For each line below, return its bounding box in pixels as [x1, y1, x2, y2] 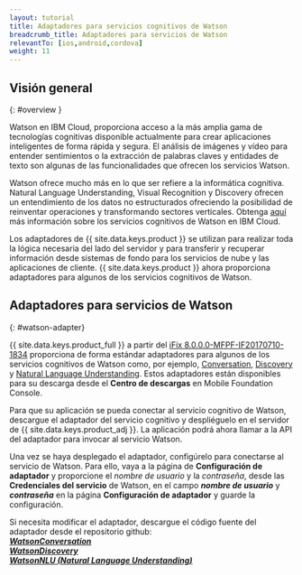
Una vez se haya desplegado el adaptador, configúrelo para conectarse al [9, 450, 284, 461]
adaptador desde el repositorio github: [9, 525, 152, 537]
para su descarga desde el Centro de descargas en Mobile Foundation [9, 377, 273, 388]
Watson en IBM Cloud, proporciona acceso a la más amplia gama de [9, 121, 263, 132]
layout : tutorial [9, 13, 75, 23]
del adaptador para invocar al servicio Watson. [9, 433, 183, 444]
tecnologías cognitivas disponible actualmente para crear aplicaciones [9, 131, 271, 142]
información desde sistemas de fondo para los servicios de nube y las [9, 252, 270, 263]
